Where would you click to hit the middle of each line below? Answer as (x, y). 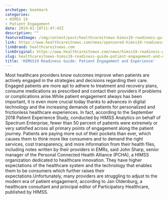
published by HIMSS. (27, 192)
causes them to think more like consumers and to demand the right (74, 139)
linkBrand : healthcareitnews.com (40, 47)
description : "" (22, 33)
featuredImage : (21, 38)
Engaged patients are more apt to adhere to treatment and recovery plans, (82, 86)
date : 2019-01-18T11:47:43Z (34, 28)
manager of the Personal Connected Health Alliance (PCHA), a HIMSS (77, 155)
